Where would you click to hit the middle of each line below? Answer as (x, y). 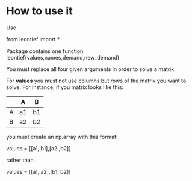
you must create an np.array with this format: (62, 137)
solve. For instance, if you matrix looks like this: (65, 87)
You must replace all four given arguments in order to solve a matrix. (91, 69)
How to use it (40, 11)
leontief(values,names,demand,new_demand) (63, 57)
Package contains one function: (46, 51)
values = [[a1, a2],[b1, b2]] (39, 171)
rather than (20, 160)
